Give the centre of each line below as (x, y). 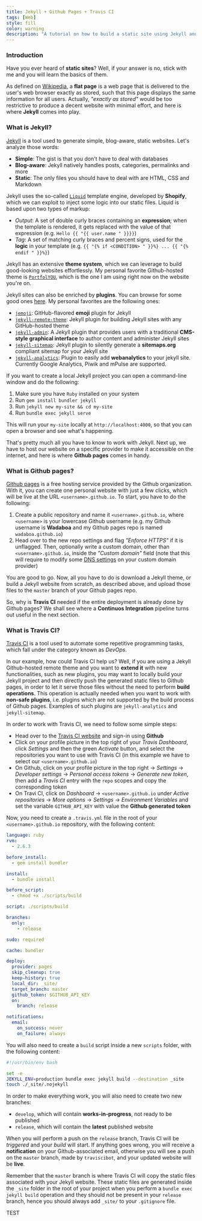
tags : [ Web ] (21, 17)
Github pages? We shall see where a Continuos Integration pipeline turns (98, 609)
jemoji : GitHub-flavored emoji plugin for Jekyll (73, 313)
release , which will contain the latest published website (84, 1127)
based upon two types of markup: (48, 209)
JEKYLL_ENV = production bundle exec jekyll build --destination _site (95, 1079)
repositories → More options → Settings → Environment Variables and (102, 800)
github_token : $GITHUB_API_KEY (51, 995)
